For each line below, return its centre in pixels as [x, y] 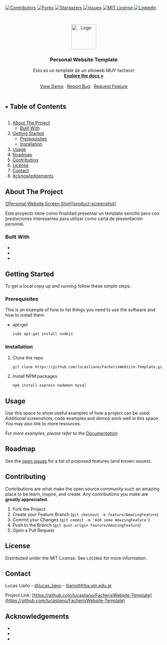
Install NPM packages [35, 376]
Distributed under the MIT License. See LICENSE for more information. [76, 558]
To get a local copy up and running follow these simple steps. [68, 286]
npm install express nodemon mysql [49, 385]
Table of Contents [38, 107]
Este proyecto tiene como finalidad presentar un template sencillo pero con [82, 213]
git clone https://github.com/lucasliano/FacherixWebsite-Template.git [88, 367]
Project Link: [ [19, 595]
